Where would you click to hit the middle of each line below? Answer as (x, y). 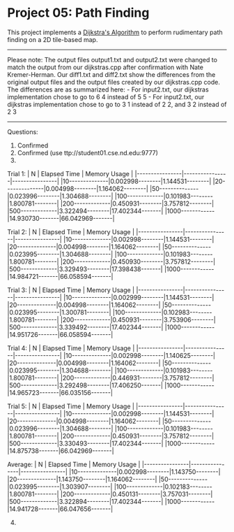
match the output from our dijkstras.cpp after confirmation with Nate (106, 67)
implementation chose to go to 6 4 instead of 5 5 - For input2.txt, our (106, 96)
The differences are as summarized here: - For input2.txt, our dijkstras (108, 89)
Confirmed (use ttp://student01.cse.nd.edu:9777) (88, 152)
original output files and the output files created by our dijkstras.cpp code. (114, 82)
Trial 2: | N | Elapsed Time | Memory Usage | (71, 231)
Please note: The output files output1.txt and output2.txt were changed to (112, 59)
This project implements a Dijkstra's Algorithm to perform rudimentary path (115, 32)
